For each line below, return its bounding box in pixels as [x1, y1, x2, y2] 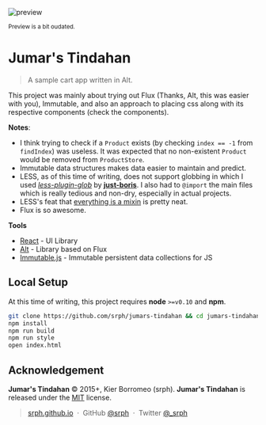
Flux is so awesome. [19, 205, 87, 214]
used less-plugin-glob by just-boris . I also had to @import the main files [19, 180, 253, 189]
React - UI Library [19, 236, 78, 245]
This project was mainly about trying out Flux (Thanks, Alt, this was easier [8, 90, 249, 100]
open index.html [8, 341, 62, 350]
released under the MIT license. [8, 393, 112, 402]
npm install [8, 319, 47, 328]
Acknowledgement [8, 363, 104, 377]
